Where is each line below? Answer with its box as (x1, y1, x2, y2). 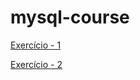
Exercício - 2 (10, 58, 63, 70)
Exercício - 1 (10, 39, 62, 51)
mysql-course (10, 6, 130, 29)
